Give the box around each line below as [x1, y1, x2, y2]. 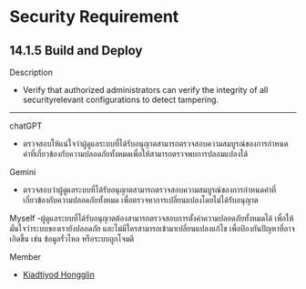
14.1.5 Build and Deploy [9, 43, 143, 58]
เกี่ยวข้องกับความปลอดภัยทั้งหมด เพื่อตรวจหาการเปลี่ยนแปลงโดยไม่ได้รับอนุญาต [22, 194, 259, 205]
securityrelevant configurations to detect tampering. [22, 94, 219, 105]
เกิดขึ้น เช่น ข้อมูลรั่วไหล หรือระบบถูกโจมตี [9, 233, 135, 243]
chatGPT [9, 120, 43, 131]
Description [9, 67, 53, 77]
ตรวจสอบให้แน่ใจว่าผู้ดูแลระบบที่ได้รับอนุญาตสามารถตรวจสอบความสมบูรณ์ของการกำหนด [22, 139, 289, 149]
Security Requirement [9, 6, 179, 27]
